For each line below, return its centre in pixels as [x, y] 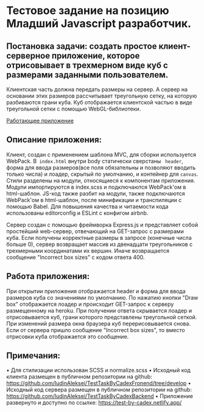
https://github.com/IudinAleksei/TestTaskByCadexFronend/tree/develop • [99, 383]
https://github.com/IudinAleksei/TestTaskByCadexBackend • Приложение [100, 396]
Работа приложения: [48, 276]
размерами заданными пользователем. [87, 75]
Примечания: [33, 356]
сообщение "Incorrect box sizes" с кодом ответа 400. [76, 257]
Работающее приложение [40, 121]
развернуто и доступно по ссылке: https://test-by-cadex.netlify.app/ [94, 403]
